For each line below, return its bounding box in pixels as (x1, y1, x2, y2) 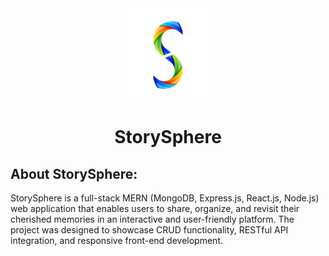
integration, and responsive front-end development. (10, 235, 223, 246)
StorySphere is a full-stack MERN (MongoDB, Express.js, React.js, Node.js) (10, 192, 320, 204)
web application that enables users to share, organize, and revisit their (10, 203, 300, 214)
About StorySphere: (10, 165, 138, 182)
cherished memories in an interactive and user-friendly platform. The (10, 213, 295, 225)
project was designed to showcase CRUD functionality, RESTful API (10, 224, 289, 236)
